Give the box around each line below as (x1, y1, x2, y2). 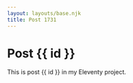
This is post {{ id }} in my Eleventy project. (7, 68, 127, 76)
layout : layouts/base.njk (7, 10, 81, 17)
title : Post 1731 (7, 16, 57, 23)
